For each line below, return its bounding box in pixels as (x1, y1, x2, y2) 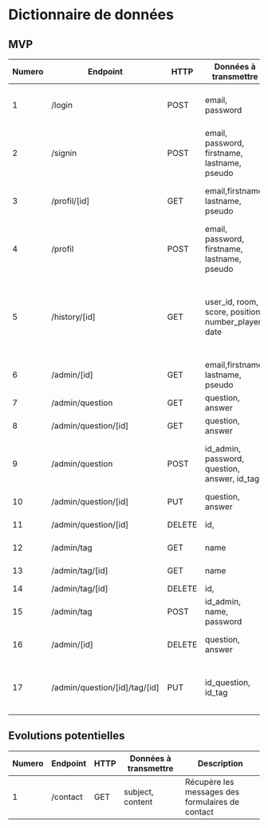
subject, (123, 786, 154, 797)
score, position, (204, 306, 263, 317)
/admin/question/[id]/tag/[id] (51, 682, 160, 693)
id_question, (204, 677, 251, 688)
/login (51, 100, 73, 110)
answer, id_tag (204, 473, 260, 484)
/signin (51, 148, 77, 158)
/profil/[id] (51, 196, 90, 206)
